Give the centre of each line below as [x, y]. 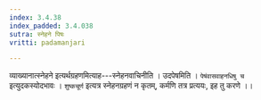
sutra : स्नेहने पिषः [37, 34]
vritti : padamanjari [48, 42]
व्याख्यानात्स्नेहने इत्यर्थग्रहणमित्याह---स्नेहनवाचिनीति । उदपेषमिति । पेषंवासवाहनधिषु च [127, 76]
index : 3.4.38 [36, 17]
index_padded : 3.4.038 [51, 26]
